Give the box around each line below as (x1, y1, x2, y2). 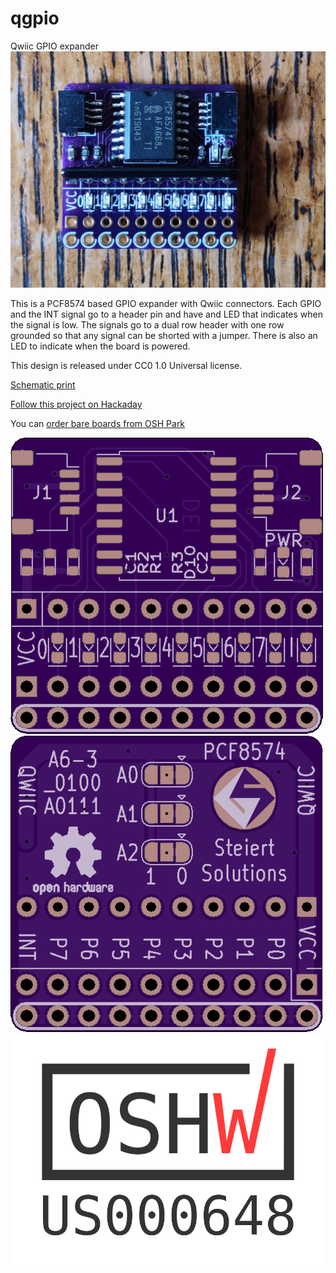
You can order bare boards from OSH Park (10, 417, 186, 429)
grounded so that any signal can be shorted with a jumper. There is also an (10, 329, 318, 341)
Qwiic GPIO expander (10, 40, 100, 52)
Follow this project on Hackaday (10, 398, 143, 410)
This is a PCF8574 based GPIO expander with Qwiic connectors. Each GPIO (10, 297, 322, 309)
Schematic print (10, 378, 76, 391)
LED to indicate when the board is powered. (10, 340, 191, 352)
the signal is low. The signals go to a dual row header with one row (10, 318, 285, 331)
